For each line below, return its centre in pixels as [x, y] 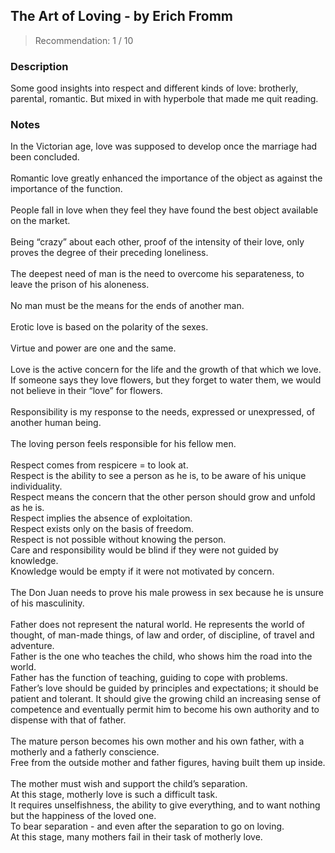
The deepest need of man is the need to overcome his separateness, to [157, 274]
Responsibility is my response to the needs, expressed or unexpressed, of [163, 412]
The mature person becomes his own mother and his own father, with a [157, 741]
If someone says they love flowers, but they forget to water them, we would [166, 380]
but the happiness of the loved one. [83, 816]
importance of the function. [66, 189]
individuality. [36, 486]
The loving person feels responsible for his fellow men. [123, 444]
